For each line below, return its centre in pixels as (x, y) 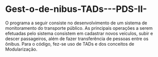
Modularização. (21, 49)
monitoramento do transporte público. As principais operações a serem (79, 28)
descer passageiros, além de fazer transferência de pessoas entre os (77, 39)
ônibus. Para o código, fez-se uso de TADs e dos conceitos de (70, 44)
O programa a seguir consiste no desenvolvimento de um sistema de (76, 23)
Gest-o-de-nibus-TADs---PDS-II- (76, 9)
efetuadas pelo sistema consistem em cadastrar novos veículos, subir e (79, 33)
